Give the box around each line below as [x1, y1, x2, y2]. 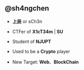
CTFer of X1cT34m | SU [12, 28, 64, 35]
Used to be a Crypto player [12, 48, 70, 54]
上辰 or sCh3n [12, 18, 43, 25]
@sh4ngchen [5, 4, 49, 13]
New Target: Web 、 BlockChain [12, 59, 79, 65]
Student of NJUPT [12, 38, 52, 44]
